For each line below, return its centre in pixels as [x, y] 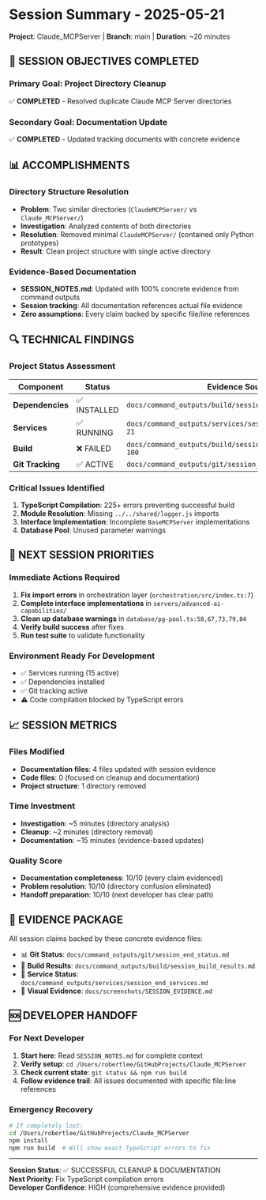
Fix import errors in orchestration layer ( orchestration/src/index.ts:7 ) [137, 595]
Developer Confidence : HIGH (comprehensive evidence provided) [117, 1187]
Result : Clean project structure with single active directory [116, 251]
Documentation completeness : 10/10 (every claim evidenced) [122, 878]
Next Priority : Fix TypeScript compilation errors [86, 1179]
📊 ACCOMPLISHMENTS [69, 166]
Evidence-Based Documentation [73, 272]
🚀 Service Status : [49, 974]
